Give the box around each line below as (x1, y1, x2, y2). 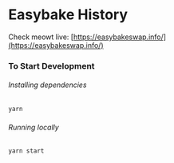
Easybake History (8, 6, 129, 24)
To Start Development (8, 60, 95, 71)
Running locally (8, 122, 60, 132)
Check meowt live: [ (8, 32, 74, 42)
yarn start (8, 147, 45, 155)
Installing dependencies (8, 80, 87, 89)
